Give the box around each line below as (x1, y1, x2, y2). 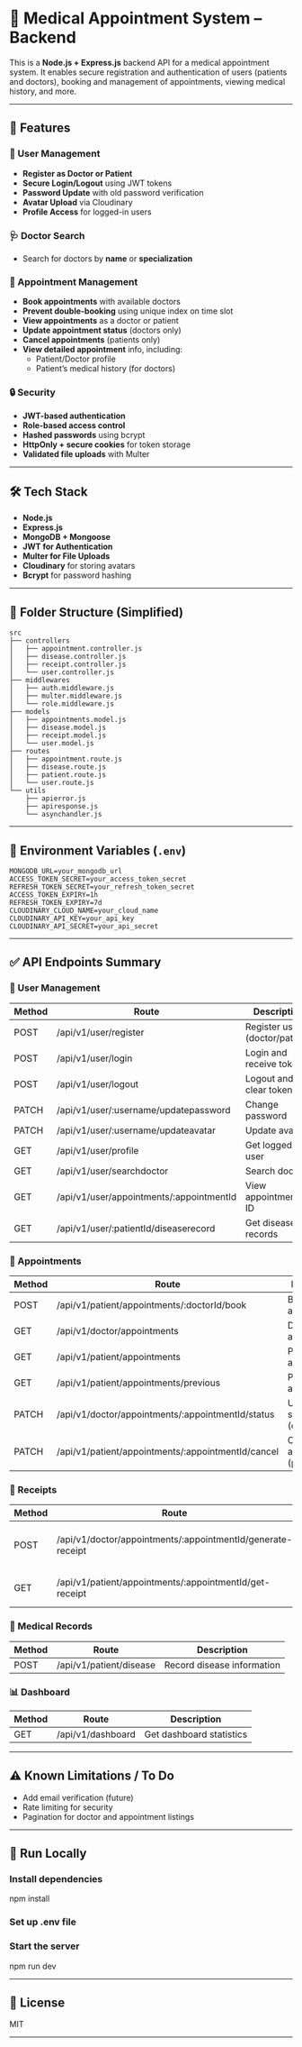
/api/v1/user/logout (57, 1077, 139, 1090)
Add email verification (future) (22, 1792, 134, 1803)
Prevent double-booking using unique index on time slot (22, 306, 234, 316)
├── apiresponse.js (25, 802, 99, 811)
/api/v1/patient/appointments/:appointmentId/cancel (57, 1445, 280, 1458)
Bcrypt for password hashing (22, 570, 132, 580)
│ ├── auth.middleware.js (9, 684, 115, 693)
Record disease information (164, 1659, 281, 1671)
